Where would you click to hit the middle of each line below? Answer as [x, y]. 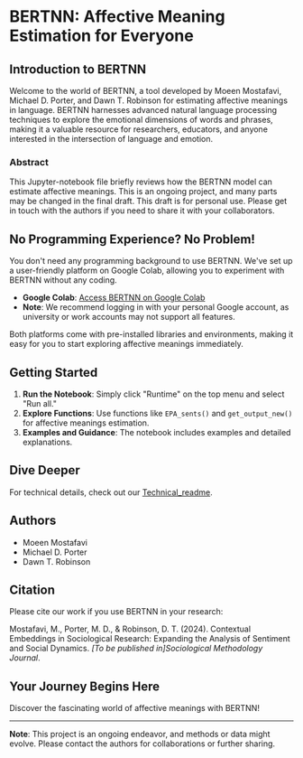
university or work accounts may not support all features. [129, 317]
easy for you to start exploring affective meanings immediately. [126, 344]
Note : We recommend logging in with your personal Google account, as [156, 307]
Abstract [29, 162]
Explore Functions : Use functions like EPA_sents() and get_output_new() [157, 413]
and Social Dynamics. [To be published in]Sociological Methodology [136, 649]
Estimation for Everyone [101, 36]
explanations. [47, 442]
